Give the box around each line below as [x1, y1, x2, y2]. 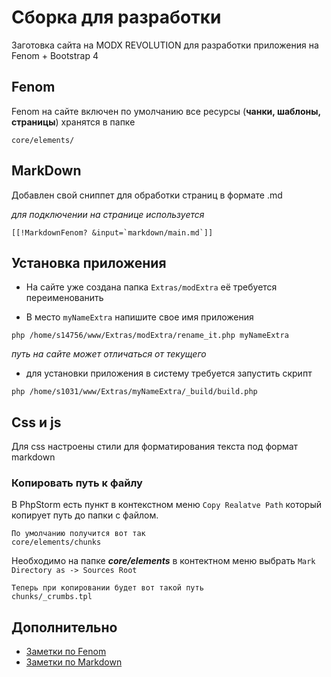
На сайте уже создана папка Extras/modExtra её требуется [25, 281, 278, 293]
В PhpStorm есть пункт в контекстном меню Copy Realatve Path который [11, 499, 323, 511]
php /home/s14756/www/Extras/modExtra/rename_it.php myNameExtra [11, 331, 289, 341]
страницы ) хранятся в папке [11, 116, 136, 128]
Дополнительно [11, 619, 118, 636]
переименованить [25, 292, 104, 304]
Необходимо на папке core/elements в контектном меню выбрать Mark [11, 555, 316, 567]
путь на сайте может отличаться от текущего [11, 348, 207, 360]
